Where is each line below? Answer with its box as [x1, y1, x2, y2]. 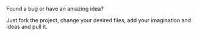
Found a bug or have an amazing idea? [6, 5, 104, 12]
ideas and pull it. [6, 23, 48, 30]
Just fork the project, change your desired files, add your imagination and [6, 17, 192, 23]
